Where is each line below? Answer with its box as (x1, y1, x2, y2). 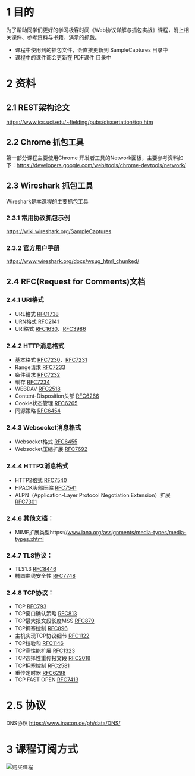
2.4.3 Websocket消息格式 (6, 424, 81, 432)
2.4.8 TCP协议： (6, 589, 54, 597)
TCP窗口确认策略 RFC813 (14, 609, 77, 617)
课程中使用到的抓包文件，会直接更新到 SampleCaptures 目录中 (14, 46, 168, 54)
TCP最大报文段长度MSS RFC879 (14, 617, 95, 624)
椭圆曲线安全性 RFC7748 (14, 572, 76, 580)
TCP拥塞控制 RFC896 (14, 624, 68, 631)
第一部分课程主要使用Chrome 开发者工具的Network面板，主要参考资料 (6, 154, 178, 161)
